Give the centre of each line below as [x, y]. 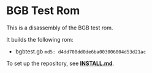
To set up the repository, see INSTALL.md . [60, 63]
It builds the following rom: [40, 39]
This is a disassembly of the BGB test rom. [60, 28]
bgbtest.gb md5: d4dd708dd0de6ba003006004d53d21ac [81, 51]
